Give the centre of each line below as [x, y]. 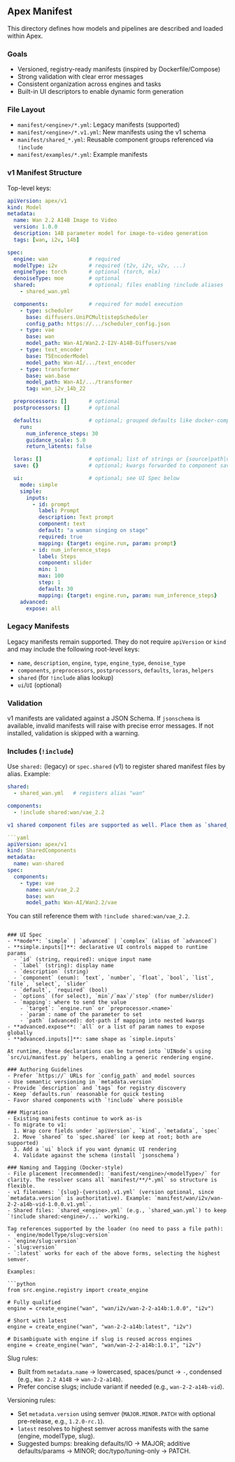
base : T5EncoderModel [57, 356]
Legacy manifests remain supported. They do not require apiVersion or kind [117, 641]
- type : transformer [50, 369]
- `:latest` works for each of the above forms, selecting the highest [114, 1253]
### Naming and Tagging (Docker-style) [65, 1168]
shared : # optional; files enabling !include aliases [119, 285]
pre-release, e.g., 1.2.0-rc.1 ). [61, 1421]
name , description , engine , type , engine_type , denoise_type [101, 662]
